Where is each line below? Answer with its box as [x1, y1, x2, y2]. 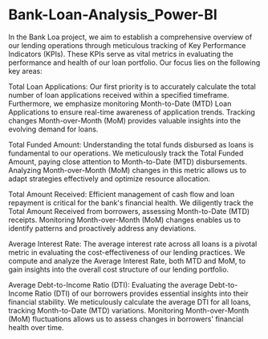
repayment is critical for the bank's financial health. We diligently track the [8, 198, 254, 208]
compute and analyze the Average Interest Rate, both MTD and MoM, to [8, 256, 246, 265]
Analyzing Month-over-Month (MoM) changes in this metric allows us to [8, 165, 247, 175]
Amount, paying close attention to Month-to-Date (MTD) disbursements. [8, 156, 247, 166]
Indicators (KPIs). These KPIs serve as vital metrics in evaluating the [8, 49, 234, 59]
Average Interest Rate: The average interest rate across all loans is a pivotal [8, 239, 258, 248]
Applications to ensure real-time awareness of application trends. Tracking [8, 107, 255, 117]
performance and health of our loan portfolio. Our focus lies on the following [8, 58, 261, 67]
